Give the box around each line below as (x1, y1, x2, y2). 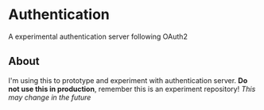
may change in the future (8, 93, 91, 102)
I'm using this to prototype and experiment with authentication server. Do (8, 75, 248, 85)
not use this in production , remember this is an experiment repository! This (8, 84, 256, 93)
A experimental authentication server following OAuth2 (8, 32, 188, 41)
